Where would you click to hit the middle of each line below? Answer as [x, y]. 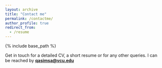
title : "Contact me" [26, 14]
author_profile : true [27, 23]
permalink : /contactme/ [29, 18]
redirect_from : [20, 28]
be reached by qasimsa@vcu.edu [40, 60]
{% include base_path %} [31, 46]
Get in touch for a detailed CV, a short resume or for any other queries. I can [81, 55]
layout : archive [21, 9]
